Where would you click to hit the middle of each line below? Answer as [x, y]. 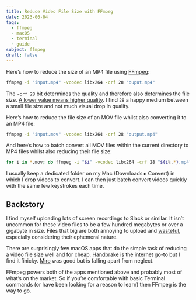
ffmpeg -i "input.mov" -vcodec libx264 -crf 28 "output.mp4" [82, 134]
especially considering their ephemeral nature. [62, 237]
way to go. [19, 291]
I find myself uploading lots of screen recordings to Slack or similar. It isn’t [95, 218]
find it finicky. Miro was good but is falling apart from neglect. [80, 261]
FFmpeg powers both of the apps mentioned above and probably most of [94, 272]
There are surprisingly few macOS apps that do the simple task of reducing [96, 249]
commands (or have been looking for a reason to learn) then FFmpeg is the [96, 285]
